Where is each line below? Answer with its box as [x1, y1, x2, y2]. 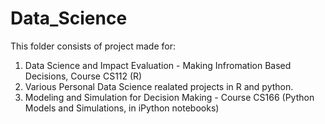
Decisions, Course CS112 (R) [24, 70, 143, 82]
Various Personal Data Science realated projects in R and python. [24, 80, 294, 92]
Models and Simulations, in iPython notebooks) [24, 102, 220, 114]
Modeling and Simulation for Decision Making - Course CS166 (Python [24, 91, 315, 103]
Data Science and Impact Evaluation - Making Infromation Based [24, 59, 292, 71]
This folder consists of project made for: [10, 40, 176, 52]
